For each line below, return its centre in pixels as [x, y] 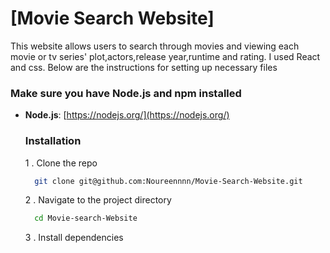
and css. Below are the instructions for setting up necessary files [144, 67]
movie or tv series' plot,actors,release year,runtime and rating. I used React [165, 56]
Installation [53, 141]
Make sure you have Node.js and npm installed [126, 93]
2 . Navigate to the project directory [98, 200]
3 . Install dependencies [74, 238]
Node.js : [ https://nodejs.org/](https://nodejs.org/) [127, 115]
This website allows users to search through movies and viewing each [155, 46]
